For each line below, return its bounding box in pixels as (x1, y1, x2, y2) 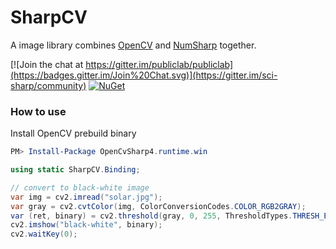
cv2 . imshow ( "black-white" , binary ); (10, 220, 163, 230)
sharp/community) (10, 79, 87, 91)
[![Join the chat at (10, 58, 84, 70)
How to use (10, 104, 67, 118)
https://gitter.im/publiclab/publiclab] (85, 58, 234, 70)
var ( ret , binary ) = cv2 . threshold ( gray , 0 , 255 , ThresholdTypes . (10, 211, 293, 221)
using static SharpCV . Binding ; (10, 165, 141, 175)
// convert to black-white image (10, 182, 150, 193)
